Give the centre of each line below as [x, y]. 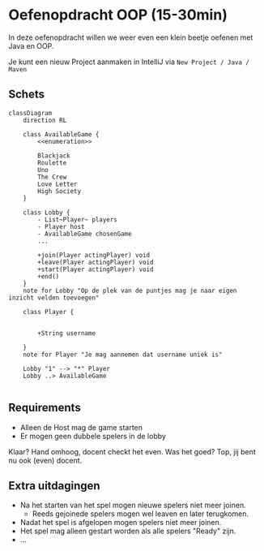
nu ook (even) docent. [45, 460]
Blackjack [54, 156]
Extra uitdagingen [54, 486]
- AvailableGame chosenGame [85, 234]
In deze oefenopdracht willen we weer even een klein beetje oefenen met [131, 37]
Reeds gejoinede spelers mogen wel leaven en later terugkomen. [141, 514]
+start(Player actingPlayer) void [96, 269]
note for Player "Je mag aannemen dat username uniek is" [123, 355]
